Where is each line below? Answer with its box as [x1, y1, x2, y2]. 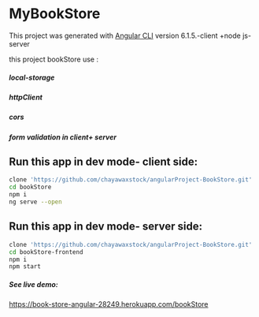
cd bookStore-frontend [9, 248, 83, 256]
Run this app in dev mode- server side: [9, 220, 203, 233]
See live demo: [9, 279, 58, 289]
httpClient [9, 92, 43, 102]
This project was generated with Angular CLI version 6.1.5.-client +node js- [9, 31, 251, 40]
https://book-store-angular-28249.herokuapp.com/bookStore [9, 300, 209, 309]
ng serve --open [9, 198, 62, 206]
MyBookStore [9, 5, 101, 23]
